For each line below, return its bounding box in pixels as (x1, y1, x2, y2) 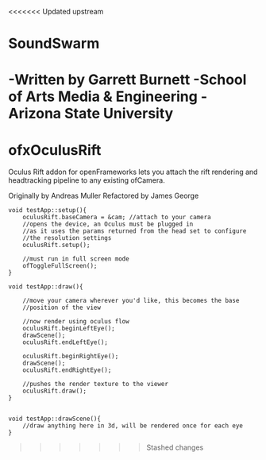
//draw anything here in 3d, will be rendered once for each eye (22, 422, 244, 430)
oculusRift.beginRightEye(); (22, 353, 119, 361)
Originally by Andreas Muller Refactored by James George (8, 191, 199, 201)
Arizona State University (8, 105, 174, 122)
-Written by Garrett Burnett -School (8, 71, 247, 89)
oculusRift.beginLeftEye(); (22, 325, 115, 333)
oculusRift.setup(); (22, 242, 91, 249)
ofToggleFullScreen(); (22, 262, 98, 270)
